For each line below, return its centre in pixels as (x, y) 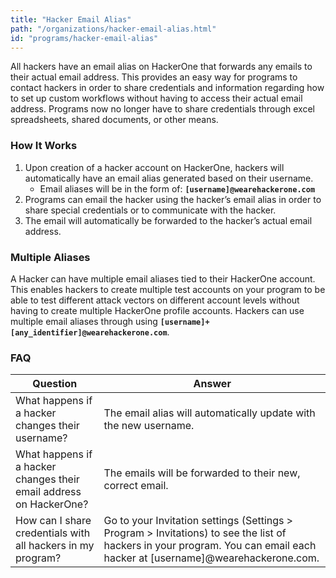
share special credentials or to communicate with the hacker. (150, 210)
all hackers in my (55, 546)
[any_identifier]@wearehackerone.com (89, 332)
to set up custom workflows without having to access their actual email (156, 98)
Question (55, 384)
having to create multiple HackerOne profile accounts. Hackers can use (157, 310)
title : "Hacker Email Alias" (71, 19)
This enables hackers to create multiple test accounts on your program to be (168, 289)
